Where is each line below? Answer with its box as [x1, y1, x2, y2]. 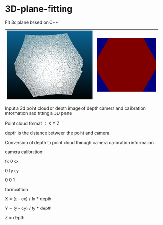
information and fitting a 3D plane [5, 111, 72, 116]
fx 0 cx [5, 159, 19, 164]
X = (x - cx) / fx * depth [5, 196, 52, 202]
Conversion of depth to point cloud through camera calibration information [5, 140, 154, 145]
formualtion [5, 187, 28, 193]
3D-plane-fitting [5, 3, 73, 15]
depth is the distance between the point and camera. [5, 130, 111, 136]
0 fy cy [5, 168, 19, 174]
